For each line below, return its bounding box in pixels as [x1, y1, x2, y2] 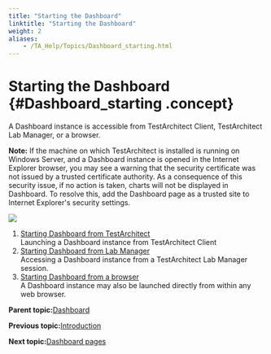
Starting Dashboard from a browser [20, 272, 140, 282]
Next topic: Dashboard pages [8, 337, 107, 347]
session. [20, 264, 49, 273]
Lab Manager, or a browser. [8, 130, 101, 140]
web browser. [20, 290, 67, 299]
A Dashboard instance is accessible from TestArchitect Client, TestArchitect [8, 121, 263, 131]
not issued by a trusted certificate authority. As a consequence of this [8, 172, 243, 181]
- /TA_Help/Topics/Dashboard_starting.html [23, 42, 173, 50]
